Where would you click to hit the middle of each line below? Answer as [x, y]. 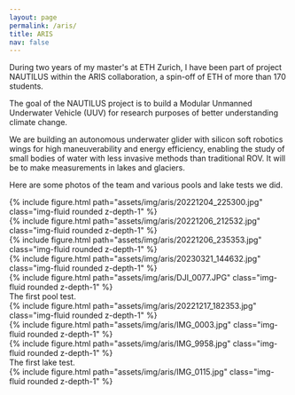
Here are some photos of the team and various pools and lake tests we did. [146, 185]
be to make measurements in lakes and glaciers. [97, 168]
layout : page [33, 17]
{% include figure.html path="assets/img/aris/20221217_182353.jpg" [133, 306]
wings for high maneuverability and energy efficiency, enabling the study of [147, 149]
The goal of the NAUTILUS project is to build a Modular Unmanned [131, 104]
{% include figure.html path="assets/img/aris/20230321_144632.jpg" [135, 259]
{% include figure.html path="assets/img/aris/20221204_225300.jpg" [136, 202]
